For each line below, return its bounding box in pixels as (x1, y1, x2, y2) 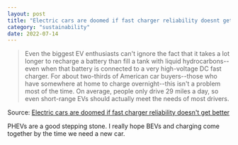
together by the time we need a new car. (7, 129, 125, 138)
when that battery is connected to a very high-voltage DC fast (40, 64, 222, 73)
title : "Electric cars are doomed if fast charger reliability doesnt (7, 17, 220, 24)
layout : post (7, 10, 46, 18)
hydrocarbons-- (183, 57, 229, 66)
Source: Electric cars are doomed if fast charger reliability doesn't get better (7, 108, 230, 117)
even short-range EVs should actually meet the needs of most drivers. (24, 95, 229, 103)
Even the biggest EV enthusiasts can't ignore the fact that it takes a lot (24, 50, 230, 58)
